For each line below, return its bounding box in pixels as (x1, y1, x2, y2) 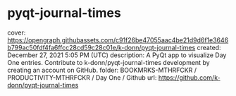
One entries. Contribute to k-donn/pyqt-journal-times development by (7, 58, 210, 66)
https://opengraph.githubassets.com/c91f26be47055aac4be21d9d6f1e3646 (7, 35, 229, 44)
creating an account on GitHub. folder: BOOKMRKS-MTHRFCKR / (7, 66, 197, 74)
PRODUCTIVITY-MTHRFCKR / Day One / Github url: (7, 73, 157, 82)
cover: (7, 28, 26, 37)
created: (197, 43, 221, 52)
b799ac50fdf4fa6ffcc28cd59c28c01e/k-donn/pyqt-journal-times (7, 43, 196, 52)
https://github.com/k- (158, 73, 221, 82)
